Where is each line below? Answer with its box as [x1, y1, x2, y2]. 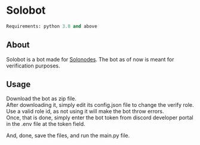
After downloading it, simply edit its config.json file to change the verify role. [6, 101, 194, 109]
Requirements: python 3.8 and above [6, 23, 97, 29]
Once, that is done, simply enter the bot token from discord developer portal [6, 114, 193, 121]
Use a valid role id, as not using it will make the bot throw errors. [6, 108, 164, 115]
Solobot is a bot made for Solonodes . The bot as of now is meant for [6, 55, 174, 63]
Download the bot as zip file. [6, 95, 76, 102]
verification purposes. [6, 62, 60, 69]
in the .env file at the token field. [6, 121, 85, 128]
